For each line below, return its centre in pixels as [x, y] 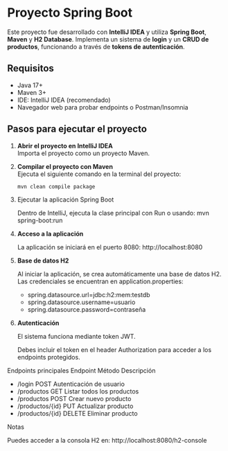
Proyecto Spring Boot [70, 13]
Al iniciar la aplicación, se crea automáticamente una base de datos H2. [119, 274]
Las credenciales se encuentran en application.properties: [100, 281]
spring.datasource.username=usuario [81, 302]
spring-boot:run [40, 220]
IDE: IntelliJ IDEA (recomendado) [64, 100]
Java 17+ [30, 85]
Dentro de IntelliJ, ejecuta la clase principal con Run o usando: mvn [113, 213]
